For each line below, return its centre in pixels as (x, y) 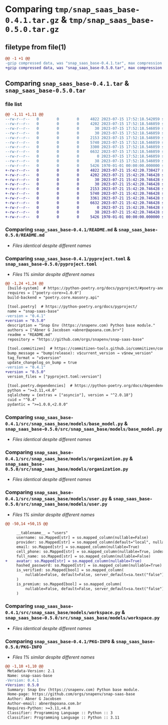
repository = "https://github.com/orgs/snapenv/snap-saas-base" (75, 339)
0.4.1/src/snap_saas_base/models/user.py (56, 499)
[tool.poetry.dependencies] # (40, 386)
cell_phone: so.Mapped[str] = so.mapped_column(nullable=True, (83, 551)
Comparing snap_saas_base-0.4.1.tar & (67, 83)
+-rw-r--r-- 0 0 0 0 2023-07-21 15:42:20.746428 (82, 207)
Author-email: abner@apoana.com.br (44, 703)
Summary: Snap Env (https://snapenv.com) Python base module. (73, 689)
